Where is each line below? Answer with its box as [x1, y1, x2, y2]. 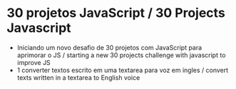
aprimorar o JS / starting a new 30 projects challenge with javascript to [16, 51, 226, 59]
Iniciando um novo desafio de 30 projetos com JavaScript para [16, 43, 202, 52]
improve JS [16, 58, 51, 66]
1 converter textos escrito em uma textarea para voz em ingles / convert [16, 66, 229, 74]
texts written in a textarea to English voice [16, 73, 140, 82]
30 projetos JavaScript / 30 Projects [6, 5, 225, 21]
